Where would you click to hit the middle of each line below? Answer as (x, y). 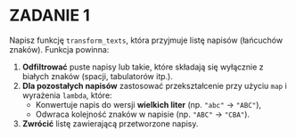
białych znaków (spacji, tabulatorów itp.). (98, 76)
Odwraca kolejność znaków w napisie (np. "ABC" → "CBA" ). (143, 114)
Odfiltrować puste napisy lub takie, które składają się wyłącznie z (143, 67)
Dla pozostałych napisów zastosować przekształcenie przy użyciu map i (154, 85)
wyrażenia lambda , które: (67, 95)
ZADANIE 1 (50, 16)
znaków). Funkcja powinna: (59, 49)
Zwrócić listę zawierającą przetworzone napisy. (110, 123)
